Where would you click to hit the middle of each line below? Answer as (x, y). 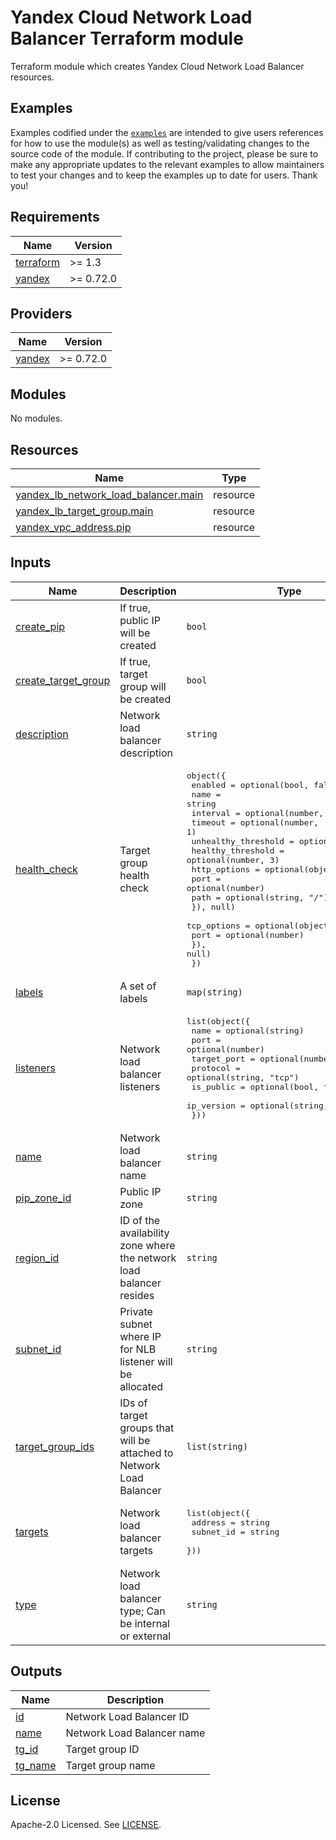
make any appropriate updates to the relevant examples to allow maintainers (167, 164)
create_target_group (63, 680)
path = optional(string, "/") (260, 897)
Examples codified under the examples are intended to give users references (167, 132)
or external (145, 1636)
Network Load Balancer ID (127, 1716)
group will (143, 686)
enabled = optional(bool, (250, 784)
